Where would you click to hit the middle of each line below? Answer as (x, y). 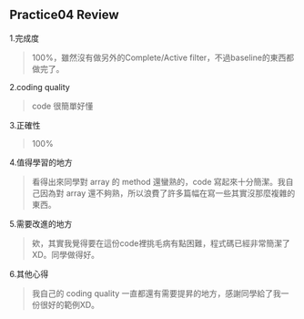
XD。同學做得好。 (66, 254)
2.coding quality (40, 87)
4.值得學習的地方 (41, 162)
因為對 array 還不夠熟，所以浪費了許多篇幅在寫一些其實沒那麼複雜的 (167, 193)
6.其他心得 (29, 273)
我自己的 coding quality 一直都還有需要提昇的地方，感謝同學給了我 (157, 293)
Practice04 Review (65, 15)
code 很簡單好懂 (62, 106)
